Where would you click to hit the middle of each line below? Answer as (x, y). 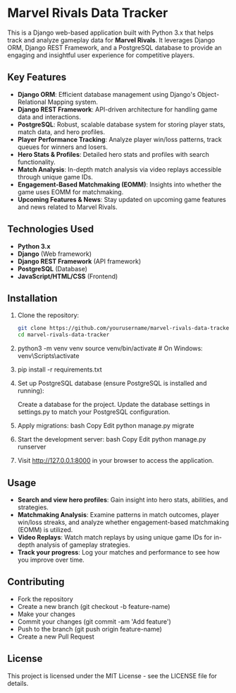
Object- (208, 94)
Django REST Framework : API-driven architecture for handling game (117, 109)
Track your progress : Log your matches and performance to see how (119, 552)
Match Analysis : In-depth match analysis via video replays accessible (119, 169)
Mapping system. (73, 102)
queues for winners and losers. (62, 147)
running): (31, 391)
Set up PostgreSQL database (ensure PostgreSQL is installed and (112, 384)
